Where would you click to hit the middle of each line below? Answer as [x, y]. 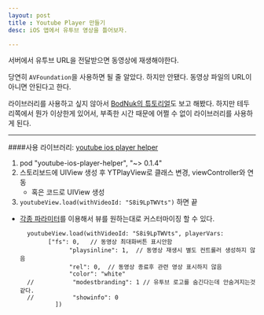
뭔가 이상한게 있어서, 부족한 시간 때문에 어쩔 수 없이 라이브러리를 [134, 113]
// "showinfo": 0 [73, 298]
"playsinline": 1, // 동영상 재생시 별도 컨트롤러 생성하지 [158, 250]
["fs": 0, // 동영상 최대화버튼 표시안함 [110, 242]
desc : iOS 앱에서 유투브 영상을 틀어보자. [68, 30]
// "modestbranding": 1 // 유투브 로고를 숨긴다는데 [123, 283]
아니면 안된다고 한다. [40, 87]
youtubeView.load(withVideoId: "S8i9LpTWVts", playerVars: [126, 234]
